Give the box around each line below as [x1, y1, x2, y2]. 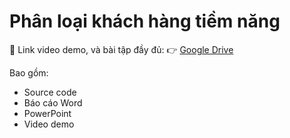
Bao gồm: [9, 66, 49, 79]
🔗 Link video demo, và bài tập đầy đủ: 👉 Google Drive [9, 43, 234, 55]
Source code [23, 86, 77, 98]
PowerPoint [23, 107, 72, 119]
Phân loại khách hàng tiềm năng [9, 10, 281, 33]
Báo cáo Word [23, 96, 83, 109]
